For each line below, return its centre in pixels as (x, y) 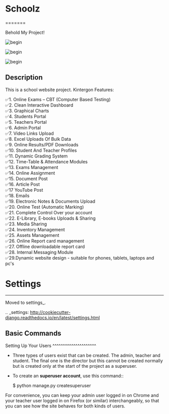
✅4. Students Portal (26, 116)
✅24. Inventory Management (35, 229)
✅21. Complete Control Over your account (49, 212)
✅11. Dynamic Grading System (36, 156)
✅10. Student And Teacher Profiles (41, 150)
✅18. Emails (17, 195)
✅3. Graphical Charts (27, 111)
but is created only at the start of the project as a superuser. (75, 366)
